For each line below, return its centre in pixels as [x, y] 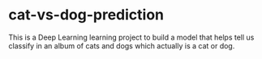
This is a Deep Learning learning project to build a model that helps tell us [131, 37]
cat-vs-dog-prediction [86, 15]
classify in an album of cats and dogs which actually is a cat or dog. [122, 45]
